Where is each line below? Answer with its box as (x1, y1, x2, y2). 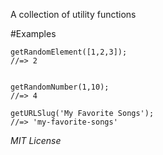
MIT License (10, 135, 62, 146)
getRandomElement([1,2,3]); (10, 47, 128, 57)
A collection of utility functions (10, 9, 137, 20)
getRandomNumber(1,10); (10, 82, 110, 92)
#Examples (10, 28, 57, 39)
